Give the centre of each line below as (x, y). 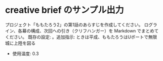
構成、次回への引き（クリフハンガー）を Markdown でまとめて (95, 30)
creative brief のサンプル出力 (65, 10)
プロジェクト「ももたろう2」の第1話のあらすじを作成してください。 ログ (79, 25)
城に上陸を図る (20, 43)
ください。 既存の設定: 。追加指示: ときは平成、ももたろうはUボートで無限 (81, 37)
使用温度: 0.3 (25, 53)
